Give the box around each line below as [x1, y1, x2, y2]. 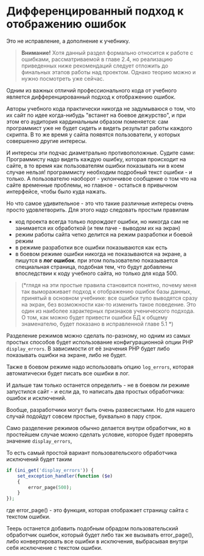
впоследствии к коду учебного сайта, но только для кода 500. [15, 269, 178, 277]
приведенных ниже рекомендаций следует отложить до [21, 62, 169, 69]
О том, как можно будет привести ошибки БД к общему [21, 313, 168, 321]
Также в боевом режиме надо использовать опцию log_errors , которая [6, 363, 194, 370]
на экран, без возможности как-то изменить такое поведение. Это [21, 301, 197, 308]
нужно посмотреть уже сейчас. [21, 75, 105, 82]
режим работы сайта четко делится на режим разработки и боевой [15, 231, 193, 238]
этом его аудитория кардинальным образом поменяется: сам [6, 117, 169, 125]
